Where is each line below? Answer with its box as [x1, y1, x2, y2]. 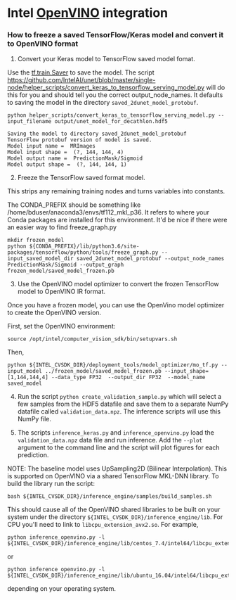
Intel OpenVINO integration [7, 5, 169, 21]
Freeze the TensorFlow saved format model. [17, 174, 145, 182]
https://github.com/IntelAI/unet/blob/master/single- [7, 76, 156, 84]
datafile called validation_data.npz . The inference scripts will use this [17, 407, 221, 416]
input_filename [7, 118, 52, 125]
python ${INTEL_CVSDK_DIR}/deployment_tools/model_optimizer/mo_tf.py [7, 362, 218, 369]
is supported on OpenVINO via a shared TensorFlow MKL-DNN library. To [7, 472, 219, 480]
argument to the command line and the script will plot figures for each [17, 443, 220, 452]
